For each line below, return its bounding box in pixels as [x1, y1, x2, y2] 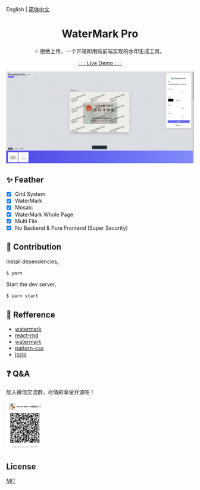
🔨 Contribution [6, 242, 61, 252]
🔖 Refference [6, 310, 55, 320]
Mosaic [14, 204, 33, 211]
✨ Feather [6, 174, 44, 184]
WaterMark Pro [61, 27, 139, 41]
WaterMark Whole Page [14, 211, 73, 218]
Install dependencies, [6, 258, 59, 265]
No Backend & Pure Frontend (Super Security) [14, 224, 128, 232]
